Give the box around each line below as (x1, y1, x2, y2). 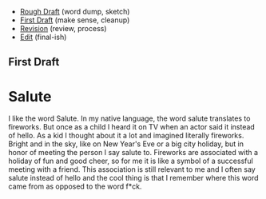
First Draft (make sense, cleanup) (19, 15, 130, 25)
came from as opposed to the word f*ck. (8, 181, 142, 191)
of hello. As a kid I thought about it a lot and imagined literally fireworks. (8, 131, 244, 141)
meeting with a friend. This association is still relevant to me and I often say (8, 165, 256, 174)
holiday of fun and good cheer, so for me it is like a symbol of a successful (8, 156, 253, 166)
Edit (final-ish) (19, 32, 67, 42)
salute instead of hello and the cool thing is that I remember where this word (8, 173, 259, 183)
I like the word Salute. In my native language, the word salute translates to (8, 113, 251, 123)
